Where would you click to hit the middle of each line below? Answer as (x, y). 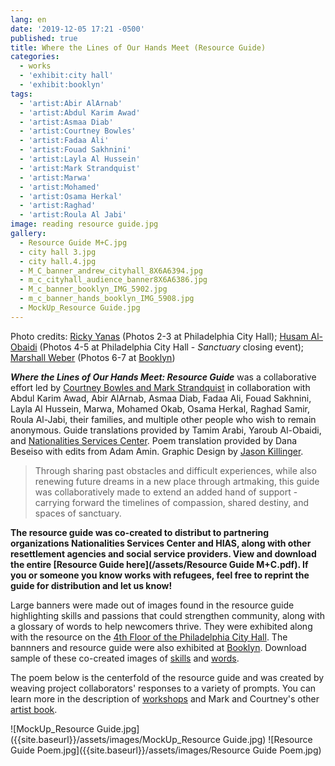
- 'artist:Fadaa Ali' (64, 141)
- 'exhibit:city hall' (66, 76)
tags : (21, 94)
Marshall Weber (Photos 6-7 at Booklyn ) (93, 357)
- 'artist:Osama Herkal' (71, 196)
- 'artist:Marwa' (55, 177)
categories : (35, 57)
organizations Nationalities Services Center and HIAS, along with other (161, 543)
